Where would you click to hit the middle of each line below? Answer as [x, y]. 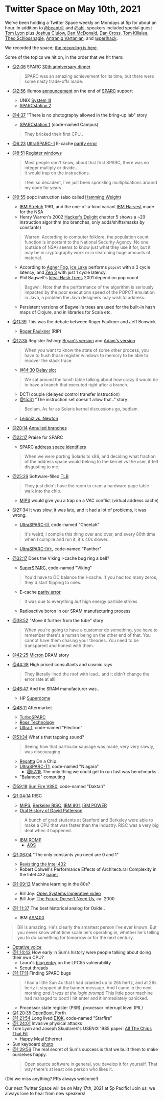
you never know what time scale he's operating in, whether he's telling [88, 932]
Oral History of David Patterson [51, 810]
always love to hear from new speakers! [45, 1093]
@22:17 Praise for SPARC [38, 437]
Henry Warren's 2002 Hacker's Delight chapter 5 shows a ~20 [82, 217]
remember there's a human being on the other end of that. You [87, 635]
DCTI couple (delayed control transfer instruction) [70, 394]
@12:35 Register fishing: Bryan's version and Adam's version [74, 340]
